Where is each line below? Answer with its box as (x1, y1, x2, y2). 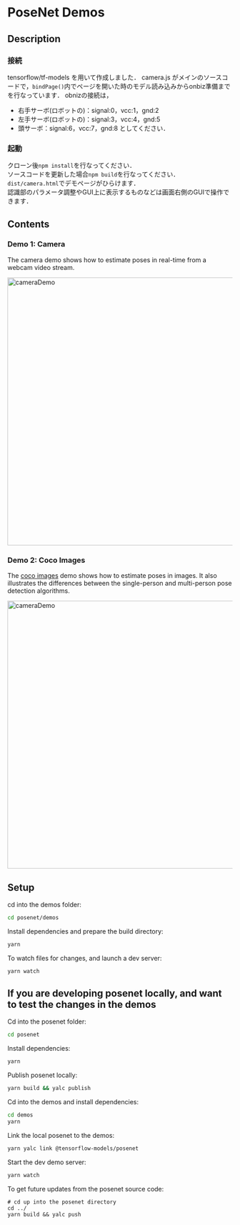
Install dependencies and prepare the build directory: (7, 926, 164, 936)
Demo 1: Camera (7, 239, 66, 249)
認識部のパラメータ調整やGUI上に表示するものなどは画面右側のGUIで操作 (7, 188, 224, 196)
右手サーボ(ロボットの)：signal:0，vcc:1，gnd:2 (17, 106, 159, 114)
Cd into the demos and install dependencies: (7, 1098, 139, 1106)
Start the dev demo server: (7, 1158, 87, 1166)
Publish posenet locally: (7, 1071, 78, 1079)
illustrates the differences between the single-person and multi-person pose (7, 579, 232, 588)
